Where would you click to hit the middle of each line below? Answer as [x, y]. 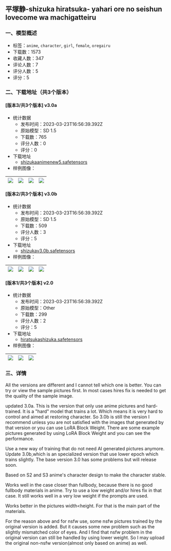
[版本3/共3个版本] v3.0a [31, 105]
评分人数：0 [33, 143]
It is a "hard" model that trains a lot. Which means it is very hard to [93, 411]
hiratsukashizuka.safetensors [52, 339]
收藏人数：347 [28, 58]
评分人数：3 [33, 232]
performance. [20, 438]
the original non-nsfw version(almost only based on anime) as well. [77, 543]
